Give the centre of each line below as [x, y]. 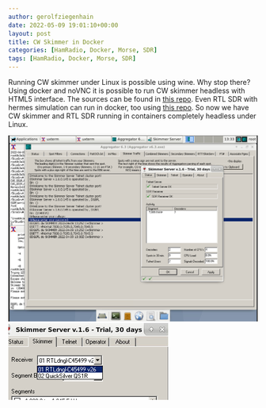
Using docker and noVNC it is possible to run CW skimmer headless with [127, 90]
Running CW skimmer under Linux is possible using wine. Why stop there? [129, 82]
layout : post [30, 33]
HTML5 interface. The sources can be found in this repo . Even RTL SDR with [133, 99]
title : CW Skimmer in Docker [56, 42]
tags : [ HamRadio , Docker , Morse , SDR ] [72, 59]
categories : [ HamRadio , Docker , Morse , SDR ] [83, 50]
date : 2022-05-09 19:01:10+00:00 [63, 25]
